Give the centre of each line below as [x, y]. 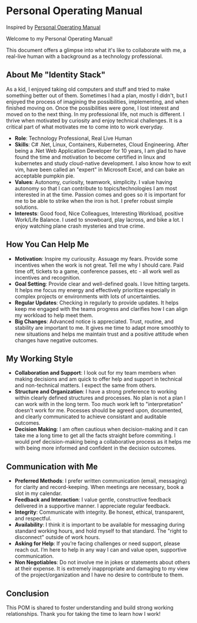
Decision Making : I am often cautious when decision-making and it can [101, 429]
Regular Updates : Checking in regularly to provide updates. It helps [96, 303]
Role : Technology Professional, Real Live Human [73, 138]
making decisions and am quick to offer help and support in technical [98, 379]
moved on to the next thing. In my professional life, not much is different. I [96, 114]
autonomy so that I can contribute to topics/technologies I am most [96, 188]
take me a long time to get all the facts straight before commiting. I [95, 435]
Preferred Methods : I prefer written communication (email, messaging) [101, 481]
